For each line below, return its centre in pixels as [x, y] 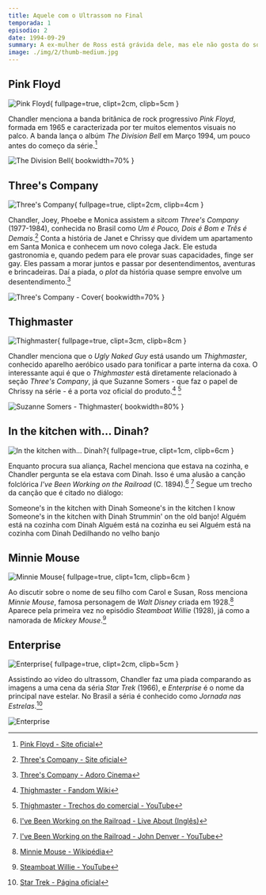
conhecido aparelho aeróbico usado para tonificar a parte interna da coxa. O [133, 364]
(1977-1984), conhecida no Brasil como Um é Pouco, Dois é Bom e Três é [128, 229]
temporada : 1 [30, 23]
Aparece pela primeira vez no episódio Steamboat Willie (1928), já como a [129, 610]
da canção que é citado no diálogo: [66, 493]
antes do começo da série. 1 [53, 145]
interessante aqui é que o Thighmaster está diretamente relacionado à [123, 373]
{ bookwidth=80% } [152, 407]
